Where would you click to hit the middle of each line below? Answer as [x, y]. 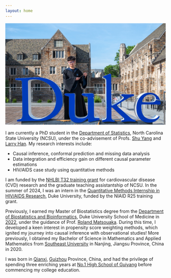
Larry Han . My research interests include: [49, 144]
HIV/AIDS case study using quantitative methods [63, 170]
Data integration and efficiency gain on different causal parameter [82, 159]
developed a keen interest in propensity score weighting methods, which [81, 228]
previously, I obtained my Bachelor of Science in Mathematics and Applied [83, 238]
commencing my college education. [43, 270]
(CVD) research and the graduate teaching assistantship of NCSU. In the [81, 185]
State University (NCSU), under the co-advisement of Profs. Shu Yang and [83, 138]
